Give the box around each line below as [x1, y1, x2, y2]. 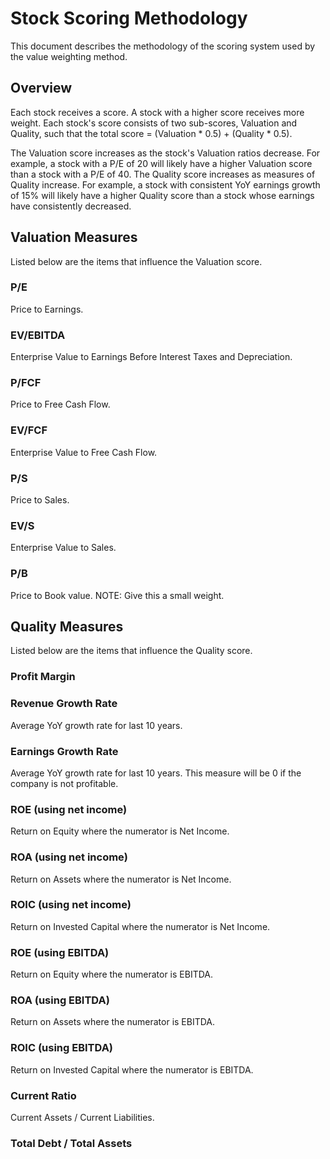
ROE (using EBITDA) [10, 945, 110, 959]
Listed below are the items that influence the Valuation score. [10, 255, 263, 267]
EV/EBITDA [10, 328, 66, 342]
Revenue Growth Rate [10, 697, 118, 711]
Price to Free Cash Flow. [10, 398, 111, 411]
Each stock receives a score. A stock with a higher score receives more [10, 106, 305, 118]
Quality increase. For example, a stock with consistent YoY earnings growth [10, 178, 321, 191]
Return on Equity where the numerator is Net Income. [10, 825, 230, 837]
